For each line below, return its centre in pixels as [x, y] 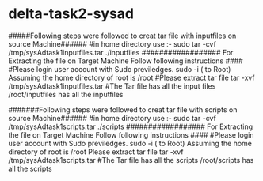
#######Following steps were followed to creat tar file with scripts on [123, 109]
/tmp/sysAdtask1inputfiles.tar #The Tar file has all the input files [112, 86]
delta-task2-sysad [71, 14]
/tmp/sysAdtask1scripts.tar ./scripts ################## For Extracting [131, 126]
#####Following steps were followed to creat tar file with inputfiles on [122, 36]
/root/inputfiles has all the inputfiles [66, 94]
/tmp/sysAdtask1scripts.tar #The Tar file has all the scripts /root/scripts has [131, 160]
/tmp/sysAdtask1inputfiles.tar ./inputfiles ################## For [121, 52]
